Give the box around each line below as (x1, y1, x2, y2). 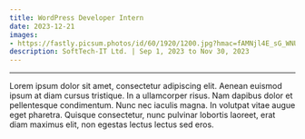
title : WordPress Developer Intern (9, 13, 144, 23)
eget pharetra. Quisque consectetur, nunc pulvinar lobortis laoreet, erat (9, 110, 276, 121)
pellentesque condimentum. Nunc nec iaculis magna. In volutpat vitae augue (9, 100, 296, 111)
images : (9, 30, 39, 39)
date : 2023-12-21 (9, 22, 75, 31)
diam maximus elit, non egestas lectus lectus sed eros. (9, 119, 215, 130)
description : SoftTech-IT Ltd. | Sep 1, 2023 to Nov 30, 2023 (9, 47, 250, 56)
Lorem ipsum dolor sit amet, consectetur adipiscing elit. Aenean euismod (9, 81, 283, 92)
